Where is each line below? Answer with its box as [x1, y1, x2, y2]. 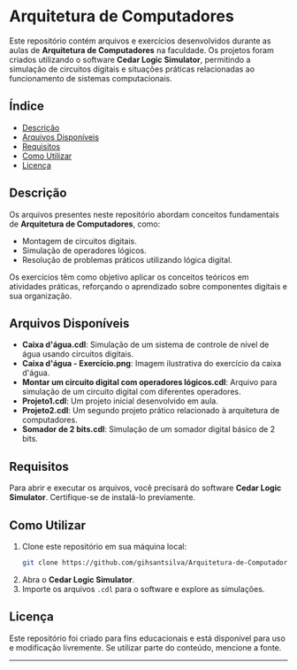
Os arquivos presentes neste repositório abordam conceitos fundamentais [9, 209, 280, 219]
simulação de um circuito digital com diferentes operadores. [21, 387, 241, 397]
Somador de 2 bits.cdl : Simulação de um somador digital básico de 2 [21, 424, 276, 435]
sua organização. [9, 290, 72, 301]
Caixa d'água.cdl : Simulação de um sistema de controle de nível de [21, 339, 270, 350]
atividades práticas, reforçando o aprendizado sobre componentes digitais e [9, 281, 287, 291]
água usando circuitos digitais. [21, 349, 134, 359]
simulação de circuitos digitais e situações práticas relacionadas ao [9, 64, 255, 74]
